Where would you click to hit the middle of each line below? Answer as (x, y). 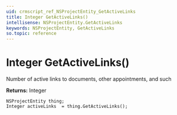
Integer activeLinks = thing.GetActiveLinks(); (67, 107)
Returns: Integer (26, 91)
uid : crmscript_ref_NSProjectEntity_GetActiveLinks (71, 11)
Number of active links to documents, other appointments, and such (89, 79)
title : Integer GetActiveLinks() (47, 17)
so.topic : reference (32, 34)
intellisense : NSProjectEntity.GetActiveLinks (64, 22)
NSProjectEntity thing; (35, 101)
